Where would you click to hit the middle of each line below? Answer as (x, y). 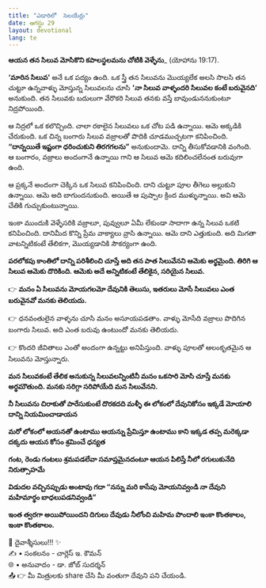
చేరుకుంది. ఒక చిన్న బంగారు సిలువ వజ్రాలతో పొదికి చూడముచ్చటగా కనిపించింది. (118, 136)
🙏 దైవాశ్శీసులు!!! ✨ (35, 542)
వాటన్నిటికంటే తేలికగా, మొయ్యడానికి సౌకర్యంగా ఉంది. (83, 244)
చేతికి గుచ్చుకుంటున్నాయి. (44, 206)
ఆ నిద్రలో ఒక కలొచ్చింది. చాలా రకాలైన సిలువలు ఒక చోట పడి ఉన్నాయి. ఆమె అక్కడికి (125, 126)
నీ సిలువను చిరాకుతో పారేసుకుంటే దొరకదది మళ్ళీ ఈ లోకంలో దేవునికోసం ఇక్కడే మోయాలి (130, 404)
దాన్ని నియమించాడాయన (43, 414)
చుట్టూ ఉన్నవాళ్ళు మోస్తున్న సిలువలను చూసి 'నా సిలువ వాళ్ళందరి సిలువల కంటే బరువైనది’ (133, 88)
